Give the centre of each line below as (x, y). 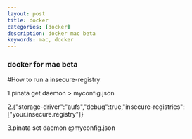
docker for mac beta (43, 65)
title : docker (28, 20)
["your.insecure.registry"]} (46, 114)
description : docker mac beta (52, 33)
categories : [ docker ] (39, 27)
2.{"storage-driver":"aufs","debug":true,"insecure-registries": (96, 107)
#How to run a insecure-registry (54, 80)
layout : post (26, 14)
